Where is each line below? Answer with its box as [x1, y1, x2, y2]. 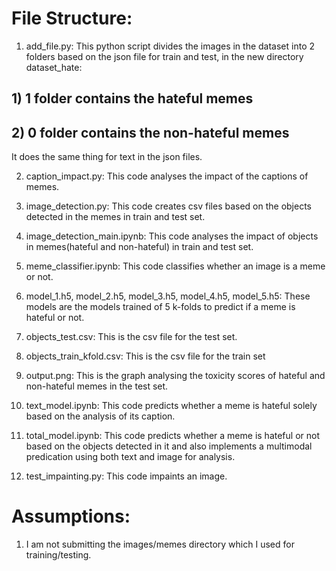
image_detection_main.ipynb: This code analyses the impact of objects [25, 230, 319, 242]
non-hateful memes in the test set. [25, 380, 169, 392]
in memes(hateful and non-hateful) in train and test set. [25, 241, 254, 253]
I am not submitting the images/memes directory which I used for [25, 538, 295, 551]
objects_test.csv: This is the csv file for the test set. [25, 331, 238, 343]
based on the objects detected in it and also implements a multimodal [25, 440, 313, 452]
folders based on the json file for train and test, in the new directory [25, 50, 304, 62]
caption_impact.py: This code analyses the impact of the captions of [25, 170, 309, 182]
